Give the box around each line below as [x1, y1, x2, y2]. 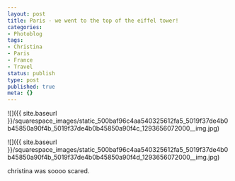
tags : [7, 37, 23, 44]
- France [7, 57, 33, 64]
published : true [7, 83, 55, 90]
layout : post [7, 10, 46, 18]
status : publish [7, 70, 55, 77]
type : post [7, 76, 40, 84]
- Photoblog [7, 30, 42, 38]
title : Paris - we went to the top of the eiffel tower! [7, 17, 179, 24]
